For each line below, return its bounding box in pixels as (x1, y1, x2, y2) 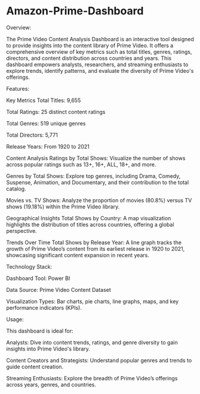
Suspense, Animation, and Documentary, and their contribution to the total (6, 178, 189, 186)
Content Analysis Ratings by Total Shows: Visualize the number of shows (6, 154, 186, 162)
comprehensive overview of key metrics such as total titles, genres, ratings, (6, 48, 192, 55)
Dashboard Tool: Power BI (6, 275, 70, 282)
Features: (6, 85, 30, 92)
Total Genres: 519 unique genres (6, 119, 86, 127)
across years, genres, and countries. (6, 381, 97, 388)
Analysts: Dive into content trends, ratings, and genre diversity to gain (6, 338, 178, 346)
